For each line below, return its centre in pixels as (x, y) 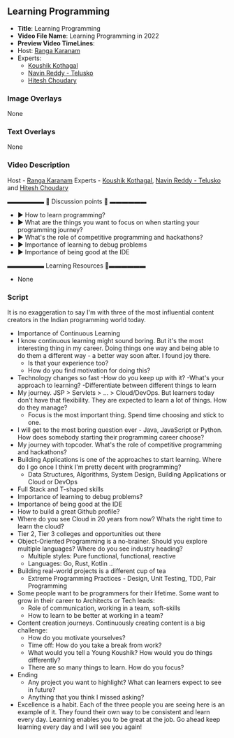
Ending (28, 675)
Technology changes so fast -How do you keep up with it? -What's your (121, 378)
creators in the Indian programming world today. (77, 320)
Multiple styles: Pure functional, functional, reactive (102, 556)
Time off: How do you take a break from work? (95, 645)
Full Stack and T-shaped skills (60, 489)
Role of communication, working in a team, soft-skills (104, 608)
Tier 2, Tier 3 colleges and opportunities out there (89, 534)
